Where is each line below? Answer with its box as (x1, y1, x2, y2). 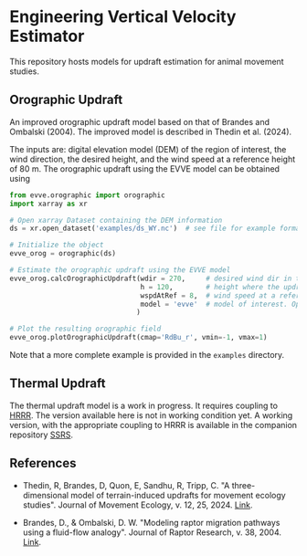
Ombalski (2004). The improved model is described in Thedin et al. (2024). (9, 126, 292, 137)
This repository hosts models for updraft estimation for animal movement (9, 56, 285, 67)
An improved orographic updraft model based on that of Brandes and (9, 116, 270, 127)
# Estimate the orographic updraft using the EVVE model (9, 266, 231, 275)
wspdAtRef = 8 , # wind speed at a (140, 290, 276, 300)
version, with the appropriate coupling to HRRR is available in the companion (9, 419, 298, 430)
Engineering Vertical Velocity (9, 6, 237, 27)
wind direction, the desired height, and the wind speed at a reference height (9, 153, 296, 164)
